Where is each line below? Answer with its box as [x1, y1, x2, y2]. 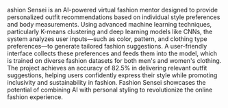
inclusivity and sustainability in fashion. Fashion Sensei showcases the [7, 79, 206, 86]
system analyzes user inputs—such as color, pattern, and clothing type [7, 35, 207, 43]
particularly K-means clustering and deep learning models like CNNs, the [7, 27, 213, 36]
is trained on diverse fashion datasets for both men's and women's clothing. [7, 57, 222, 64]
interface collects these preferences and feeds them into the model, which [7, 49, 218, 57]
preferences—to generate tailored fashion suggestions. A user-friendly [7, 42, 207, 50]
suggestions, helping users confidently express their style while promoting [7, 71, 218, 79]
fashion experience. [7, 93, 64, 101]
